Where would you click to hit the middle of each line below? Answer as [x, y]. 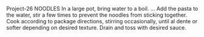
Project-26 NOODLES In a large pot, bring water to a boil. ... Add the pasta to [102, 9]
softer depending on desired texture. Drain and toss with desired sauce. [97, 27]
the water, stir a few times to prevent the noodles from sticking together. [97, 15]
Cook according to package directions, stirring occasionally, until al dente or [102, 21]
